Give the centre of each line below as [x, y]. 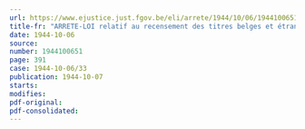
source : [24, 43]
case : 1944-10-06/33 [49, 69]
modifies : [28, 94]
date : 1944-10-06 [42, 35]
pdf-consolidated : [44, 111]
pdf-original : [36, 102]
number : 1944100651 [46, 52]
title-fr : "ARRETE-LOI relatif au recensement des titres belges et [142, 26]
